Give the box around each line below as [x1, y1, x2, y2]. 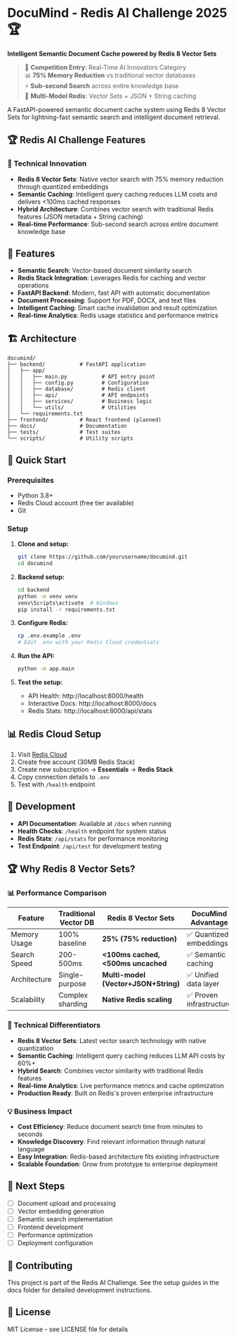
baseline [58, 939, 86, 949]
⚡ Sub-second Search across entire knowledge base [24, 81, 179, 90]
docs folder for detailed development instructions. [7, 1286, 152, 1295]
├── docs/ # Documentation [7, 423, 128, 430]
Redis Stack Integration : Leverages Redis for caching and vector [17, 273, 206, 283]
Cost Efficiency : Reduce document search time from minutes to [17, 1123, 203, 1131]
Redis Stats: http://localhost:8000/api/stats [27, 707, 152, 715]
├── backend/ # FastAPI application [7, 361, 146, 368]
